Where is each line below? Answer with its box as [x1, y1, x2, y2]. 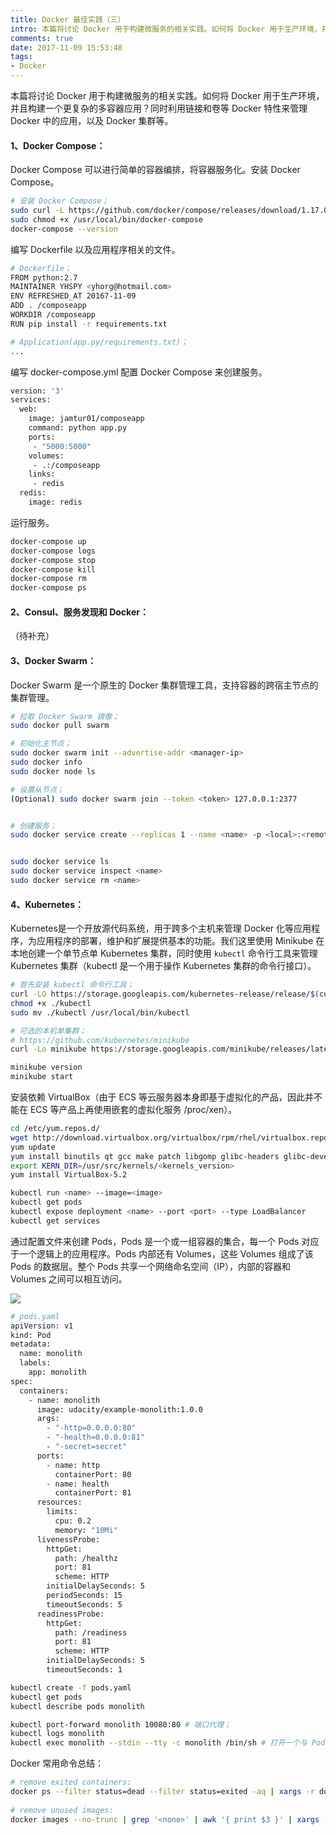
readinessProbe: [36, 1609, 105, 1619]
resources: [36, 1497, 83, 1508]
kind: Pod [10, 1330, 52, 1340]
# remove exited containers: [10, 1777, 132, 1788]
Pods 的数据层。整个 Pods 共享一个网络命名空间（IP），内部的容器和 [10, 1260, 291, 1272]
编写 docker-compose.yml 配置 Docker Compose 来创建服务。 [10, 366, 268, 378]
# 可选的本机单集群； [10, 1026, 87, 1036]
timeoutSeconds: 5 [46, 1599, 123, 1610]
